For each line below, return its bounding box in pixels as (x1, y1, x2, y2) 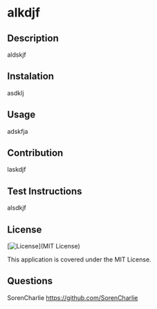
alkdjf (7, 5, 40, 21)
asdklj (7, 88, 24, 97)
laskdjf (7, 166, 26, 174)
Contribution (7, 147, 64, 159)
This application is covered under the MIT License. (7, 255, 151, 263)
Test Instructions (7, 185, 82, 197)
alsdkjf (7, 203, 26, 212)
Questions (7, 275, 53, 287)
